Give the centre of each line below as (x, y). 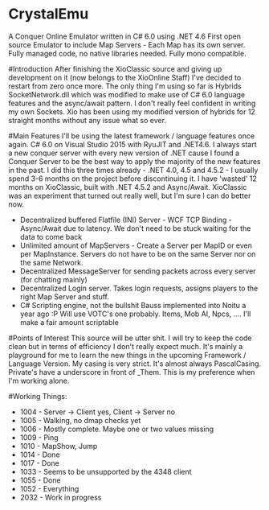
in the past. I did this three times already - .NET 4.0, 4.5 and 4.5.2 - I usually (133, 170)
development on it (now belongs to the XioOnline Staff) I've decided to (125, 77)
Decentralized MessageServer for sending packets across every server (138, 271)
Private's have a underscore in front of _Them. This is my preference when (132, 372)
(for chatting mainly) (53, 279)
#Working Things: (38, 396)
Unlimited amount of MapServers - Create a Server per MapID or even (136, 245)
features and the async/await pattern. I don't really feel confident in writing (132, 103)
